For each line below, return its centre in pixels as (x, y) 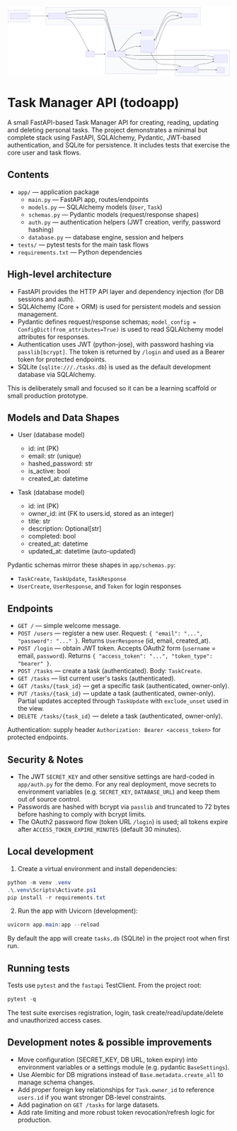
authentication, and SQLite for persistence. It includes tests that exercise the (118, 145)
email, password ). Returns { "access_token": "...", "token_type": (115, 656)
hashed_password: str (60, 463)
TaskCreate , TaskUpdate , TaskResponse (72, 579)
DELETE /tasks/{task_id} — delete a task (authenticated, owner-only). (120, 716)
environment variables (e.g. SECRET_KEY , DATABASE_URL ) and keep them (119, 792)
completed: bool (52, 536)
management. (38, 314)
